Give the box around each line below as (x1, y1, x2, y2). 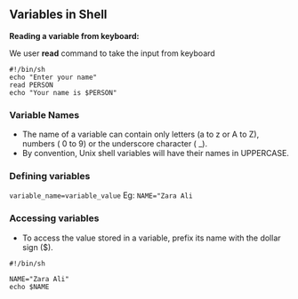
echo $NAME (9, 282, 50, 291)
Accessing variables (9, 212, 100, 224)
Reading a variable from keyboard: (9, 30, 140, 41)
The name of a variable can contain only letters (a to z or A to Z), (21, 129, 260, 140)
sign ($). (21, 241, 53, 252)
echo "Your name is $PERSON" (9, 88, 117, 97)
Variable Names (9, 108, 80, 121)
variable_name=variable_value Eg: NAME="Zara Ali (9, 190, 193, 201)
